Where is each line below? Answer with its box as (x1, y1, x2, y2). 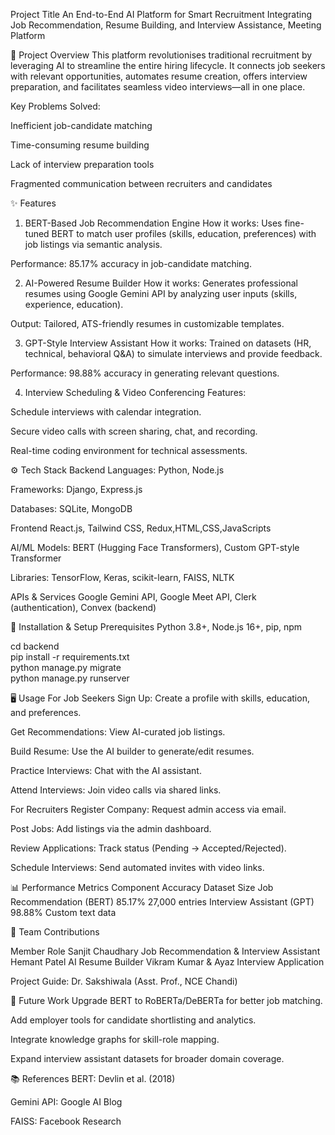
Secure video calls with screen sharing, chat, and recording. (10, 425, 258, 437)
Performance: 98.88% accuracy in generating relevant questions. (10, 367, 280, 379)
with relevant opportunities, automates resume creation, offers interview (10, 70, 308, 82)
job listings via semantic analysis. (24, 239, 163, 250)
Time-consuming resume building (10, 139, 150, 151)
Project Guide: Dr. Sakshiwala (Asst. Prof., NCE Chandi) (10, 975, 238, 987)
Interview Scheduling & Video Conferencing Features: (24, 387, 247, 398)
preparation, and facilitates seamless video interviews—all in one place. (10, 81, 306, 93)
